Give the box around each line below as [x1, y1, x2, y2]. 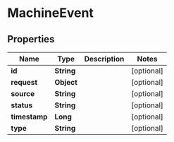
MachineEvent [7, 5, 94, 21]
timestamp [11, 112, 48, 122]
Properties [7, 33, 55, 45]
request [11, 78, 38, 87]
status [11, 100, 33, 110]
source [11, 89, 35, 98]
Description [84, 54, 125, 64]
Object [54, 78, 77, 87]
